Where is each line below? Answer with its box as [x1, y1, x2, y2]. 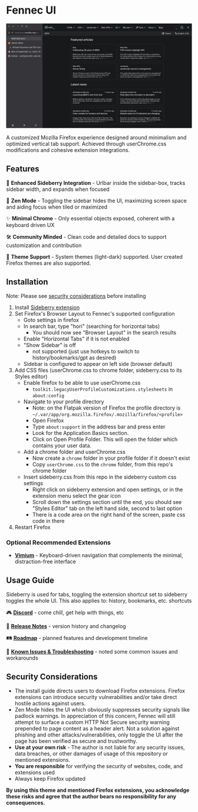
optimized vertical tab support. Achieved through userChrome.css [6, 140, 167, 148]
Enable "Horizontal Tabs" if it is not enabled [23, 335, 130, 343]
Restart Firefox [14, 524, 51, 531]
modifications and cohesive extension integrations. [6, 147, 130, 154]
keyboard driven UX [6, 222, 55, 229]
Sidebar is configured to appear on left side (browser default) [23, 360, 173, 368]
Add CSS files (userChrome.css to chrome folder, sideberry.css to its [14, 367, 183, 374]
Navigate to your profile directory [23, 398, 104, 405]
